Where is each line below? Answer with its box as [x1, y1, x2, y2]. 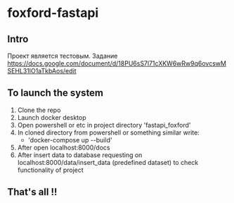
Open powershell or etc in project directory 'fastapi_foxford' [17, 121, 191, 129]
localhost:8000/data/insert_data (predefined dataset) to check [17, 158, 199, 166]
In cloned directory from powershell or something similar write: [17, 128, 200, 137]
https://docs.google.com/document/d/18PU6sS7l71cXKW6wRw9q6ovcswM [7, 59, 227, 68]
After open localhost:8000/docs [17, 143, 110, 152]
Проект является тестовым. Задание [7, 51, 118, 60]
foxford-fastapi [7, 5, 99, 21]
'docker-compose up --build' [27, 135, 112, 144]
